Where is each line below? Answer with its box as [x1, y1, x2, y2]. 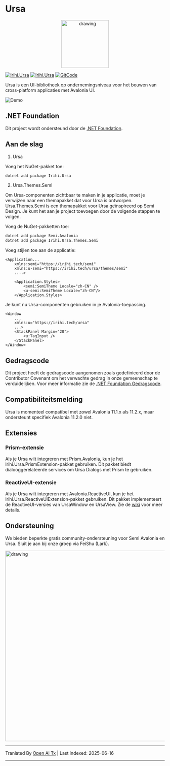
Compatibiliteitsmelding [5, 395, 83, 404]
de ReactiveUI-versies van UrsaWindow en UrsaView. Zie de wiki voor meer [5, 501, 163, 507]
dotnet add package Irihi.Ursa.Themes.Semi [5, 238, 99, 243]
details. [5, 506, 21, 513]
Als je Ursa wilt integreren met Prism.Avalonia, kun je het [5, 456, 123, 462]
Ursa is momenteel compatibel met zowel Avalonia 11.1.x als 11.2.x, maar [5, 408, 154, 414]
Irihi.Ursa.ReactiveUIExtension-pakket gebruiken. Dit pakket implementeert [5, 496, 162, 502]
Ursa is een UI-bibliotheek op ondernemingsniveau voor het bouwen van [5, 82, 157, 88]
